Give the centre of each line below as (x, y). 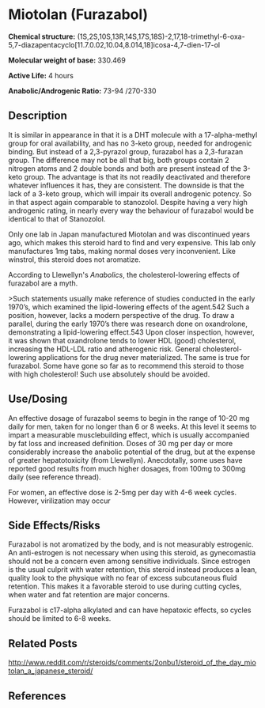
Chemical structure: (42, 36)
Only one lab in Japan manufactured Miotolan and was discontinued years (129, 234)
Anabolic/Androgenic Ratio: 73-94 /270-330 (82, 91)
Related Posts (43, 644)
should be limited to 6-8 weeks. (60, 619)
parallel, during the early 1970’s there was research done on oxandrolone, (128, 324)
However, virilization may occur (59, 501)
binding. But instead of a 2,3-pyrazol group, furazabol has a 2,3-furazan (126, 151)
